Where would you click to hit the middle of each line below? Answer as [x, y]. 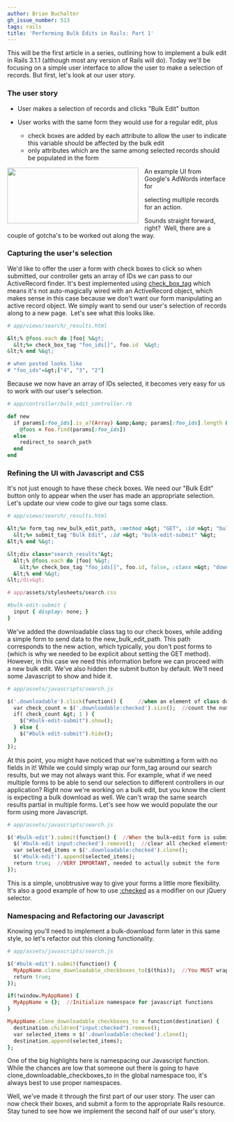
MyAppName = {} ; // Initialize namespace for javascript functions [114, 1002]
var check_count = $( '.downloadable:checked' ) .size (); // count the [115, 708]
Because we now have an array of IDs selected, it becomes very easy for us [116, 384]
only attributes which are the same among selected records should [124, 150]
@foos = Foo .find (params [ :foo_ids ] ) [73, 430]
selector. [20, 897]
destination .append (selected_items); [68, 1041]
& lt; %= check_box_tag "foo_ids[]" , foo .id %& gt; [87, 345]
